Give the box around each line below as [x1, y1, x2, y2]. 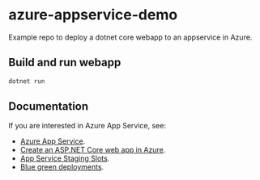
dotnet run [8, 77, 45, 86]
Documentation [8, 99, 89, 114]
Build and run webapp [8, 56, 121, 69]
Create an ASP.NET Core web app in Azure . [19, 145, 166, 155]
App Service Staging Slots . [19, 153, 110, 163]
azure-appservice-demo [8, 6, 178, 24]
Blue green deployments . [19, 162, 104, 172]
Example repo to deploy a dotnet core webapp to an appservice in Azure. [8, 32, 253, 42]
